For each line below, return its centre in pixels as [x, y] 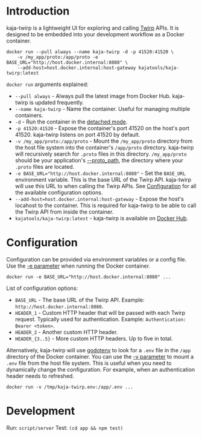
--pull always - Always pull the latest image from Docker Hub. [93, 96]
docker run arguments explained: [47, 84]
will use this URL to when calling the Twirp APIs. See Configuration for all [106, 186]
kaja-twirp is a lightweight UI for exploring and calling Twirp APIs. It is [93, 28]
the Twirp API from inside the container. [64, 212]
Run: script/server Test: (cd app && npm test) [65, 427]
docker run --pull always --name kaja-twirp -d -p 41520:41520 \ [90, 52]
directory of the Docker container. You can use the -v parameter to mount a [100, 356]
